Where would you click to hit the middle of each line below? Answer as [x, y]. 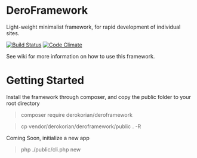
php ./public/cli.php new [51, 149]
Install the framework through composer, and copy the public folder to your [98, 97]
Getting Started [45, 80]
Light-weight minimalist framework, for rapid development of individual [93, 27]
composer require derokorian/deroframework [77, 114]
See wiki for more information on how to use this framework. [81, 56]
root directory [23, 103]
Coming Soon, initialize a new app [48, 138]
